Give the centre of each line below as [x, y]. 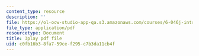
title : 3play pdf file [34, 38]
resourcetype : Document [36, 33]
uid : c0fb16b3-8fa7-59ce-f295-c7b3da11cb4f [61, 44]
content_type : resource [36, 11]
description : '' [26, 17]
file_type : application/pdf [41, 28]
